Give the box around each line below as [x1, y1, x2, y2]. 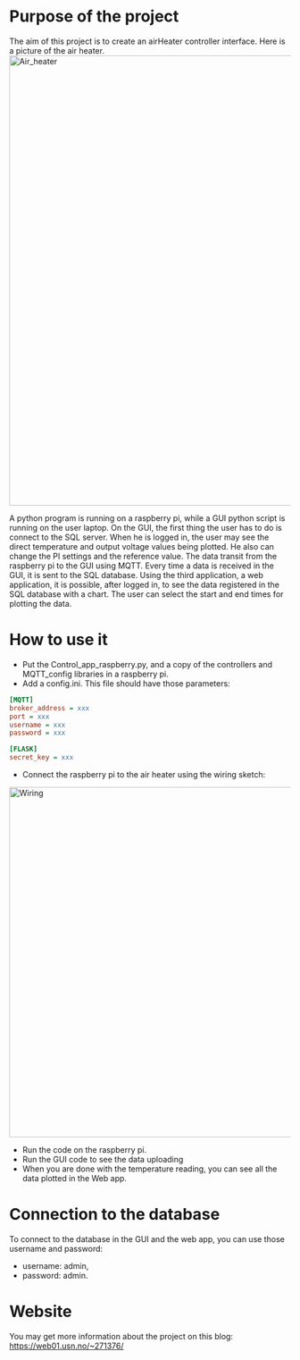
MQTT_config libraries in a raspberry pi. [21, 668, 169, 679]
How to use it [9, 630, 109, 650]
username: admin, [21, 1260, 89, 1271]
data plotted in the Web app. [21, 1173, 128, 1183]
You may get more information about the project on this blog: [9, 1331, 234, 1341]
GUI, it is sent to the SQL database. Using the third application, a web [9, 569, 263, 580]
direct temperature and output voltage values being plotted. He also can [9, 541, 275, 551]
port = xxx [9, 712, 50, 721]
